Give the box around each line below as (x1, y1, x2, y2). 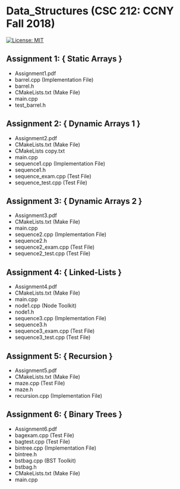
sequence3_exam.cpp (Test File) (14, 327, 95, 335)
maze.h (14, 386, 33, 393)
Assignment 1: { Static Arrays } (6, 54, 123, 64)
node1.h (14, 308, 34, 315)
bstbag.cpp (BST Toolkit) (14, 457, 76, 464)
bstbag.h (14, 463, 37, 471)
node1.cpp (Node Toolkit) (14, 302, 77, 310)
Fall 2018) (6, 17, 55, 30)
